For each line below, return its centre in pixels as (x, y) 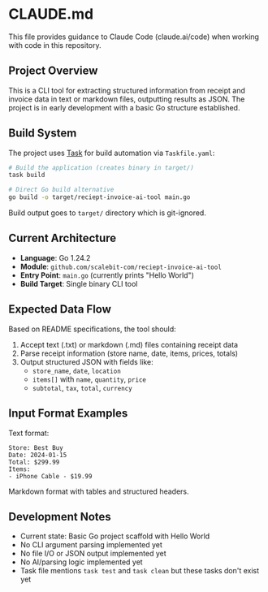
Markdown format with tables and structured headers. (99, 491)
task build (27, 175)
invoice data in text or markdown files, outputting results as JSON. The (127, 99)
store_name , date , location (77, 370)
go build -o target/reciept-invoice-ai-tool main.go (99, 197)
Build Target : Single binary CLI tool (79, 283)
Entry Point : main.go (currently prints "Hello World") (107, 275)
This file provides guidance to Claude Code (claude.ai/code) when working (134, 37)
